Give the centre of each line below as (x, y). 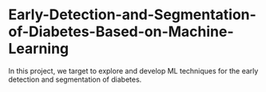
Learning (39, 49)
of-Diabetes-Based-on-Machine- (121, 32)
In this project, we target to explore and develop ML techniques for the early (133, 70)
